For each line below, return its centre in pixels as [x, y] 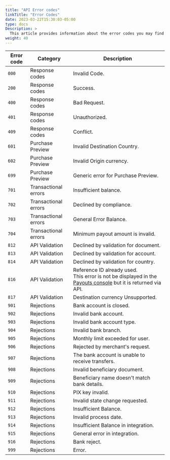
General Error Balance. [100, 219]
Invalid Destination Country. [106, 146]
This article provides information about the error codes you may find [87, 33]
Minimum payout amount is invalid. [114, 234]
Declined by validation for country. [114, 262]
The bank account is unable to [109, 355]
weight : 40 [17, 39]
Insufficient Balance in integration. [114, 425]
